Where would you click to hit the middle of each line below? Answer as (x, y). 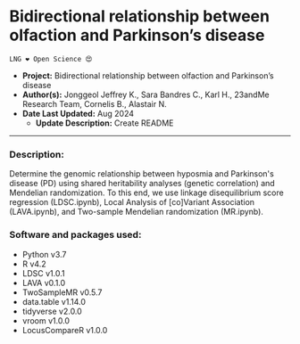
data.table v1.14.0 (54, 301)
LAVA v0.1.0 (44, 283)
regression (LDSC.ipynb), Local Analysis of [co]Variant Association (132, 202)
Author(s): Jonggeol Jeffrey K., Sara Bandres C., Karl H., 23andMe (146, 94)
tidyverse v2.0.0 (52, 311)
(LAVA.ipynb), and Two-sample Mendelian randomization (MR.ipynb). (136, 212)
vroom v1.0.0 (46, 320)
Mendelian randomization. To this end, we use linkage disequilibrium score (146, 192)
